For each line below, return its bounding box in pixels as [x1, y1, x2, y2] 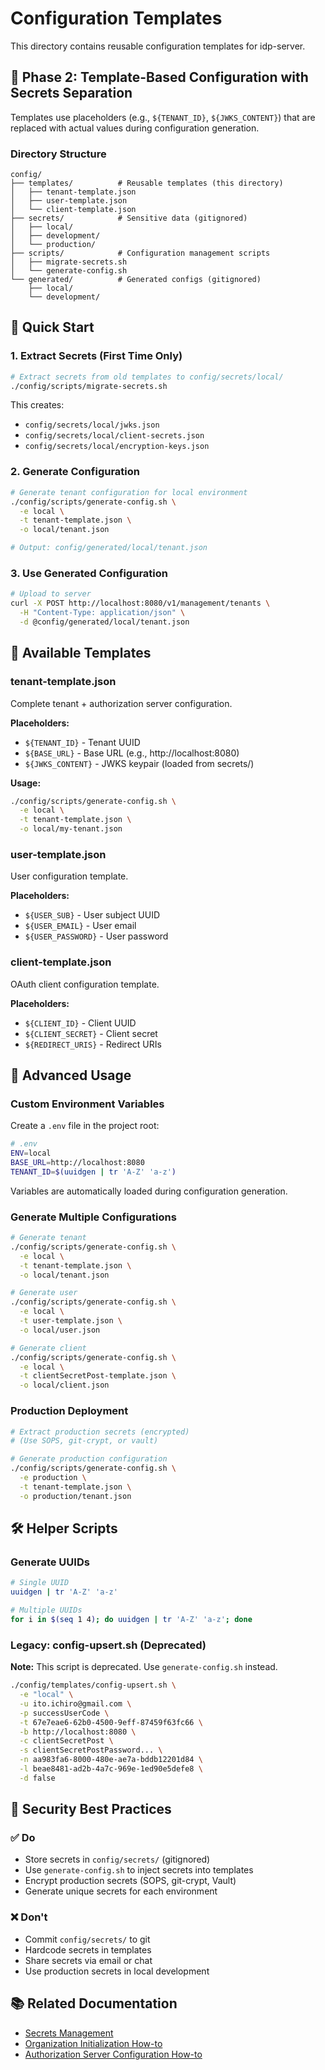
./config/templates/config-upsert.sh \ [10, 1680, 177, 1691]
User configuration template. [10, 870, 129, 882]
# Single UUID [10, 1578, 70, 1588]
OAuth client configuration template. [10, 978, 160, 990]
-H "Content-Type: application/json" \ [19, 608, 186, 618]
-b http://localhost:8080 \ [19, 1727, 137, 1737]
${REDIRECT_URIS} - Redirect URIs [24, 1038, 162, 1050]
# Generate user [10, 1288, 78, 1298]
